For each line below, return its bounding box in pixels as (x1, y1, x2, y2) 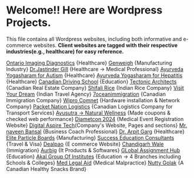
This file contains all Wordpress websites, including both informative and (6, 35, 182, 42)
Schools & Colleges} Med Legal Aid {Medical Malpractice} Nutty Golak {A (6, 159, 184, 166)
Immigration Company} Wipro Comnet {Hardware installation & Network (6, 96, 180, 103)
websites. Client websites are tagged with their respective (33, 42, 178, 49)
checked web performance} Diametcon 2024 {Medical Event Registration (6, 115, 184, 122)
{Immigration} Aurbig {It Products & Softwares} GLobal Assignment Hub (6, 146, 180, 153)
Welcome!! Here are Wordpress (6, 4, 163, 17)
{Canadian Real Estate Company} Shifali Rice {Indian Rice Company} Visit (6, 84, 184, 91)
